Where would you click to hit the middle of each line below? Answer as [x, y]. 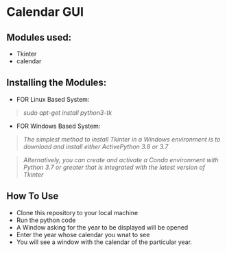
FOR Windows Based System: [58, 126]
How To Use [33, 196]
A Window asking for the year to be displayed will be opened [102, 227]
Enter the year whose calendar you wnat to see [83, 234]
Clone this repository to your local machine [77, 212]
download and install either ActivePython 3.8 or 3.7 [96, 146]
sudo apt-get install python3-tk [68, 112]
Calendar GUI [45, 12]
